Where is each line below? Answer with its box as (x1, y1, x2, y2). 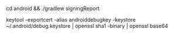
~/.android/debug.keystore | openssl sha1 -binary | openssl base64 (6, 23, 169, 29)
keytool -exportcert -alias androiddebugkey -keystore (6, 16, 136, 23)
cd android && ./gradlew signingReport (6, 5, 100, 12)
